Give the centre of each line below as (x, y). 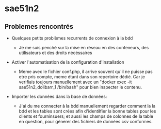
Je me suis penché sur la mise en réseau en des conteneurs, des (84, 47)
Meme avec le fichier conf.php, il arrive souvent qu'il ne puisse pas (86, 72)
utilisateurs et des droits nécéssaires (56, 53)
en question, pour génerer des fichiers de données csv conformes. (86, 121)
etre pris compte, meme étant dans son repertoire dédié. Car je (82, 77)
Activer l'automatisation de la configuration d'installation (68, 62)
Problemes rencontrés (39, 27)
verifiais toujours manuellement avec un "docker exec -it (75, 82)
